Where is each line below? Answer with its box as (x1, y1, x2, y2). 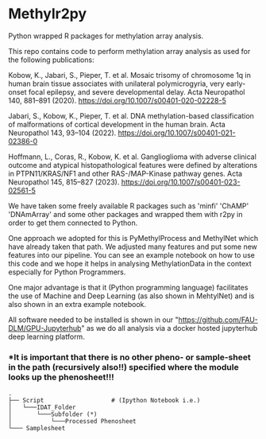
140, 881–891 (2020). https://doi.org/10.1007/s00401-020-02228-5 (8, 95, 226, 105)
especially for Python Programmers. (8, 267, 126, 277)
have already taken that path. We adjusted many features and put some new (8, 242, 258, 251)
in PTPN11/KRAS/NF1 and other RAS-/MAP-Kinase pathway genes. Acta (8, 169, 243, 178)
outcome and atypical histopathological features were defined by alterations (8, 160, 258, 169)
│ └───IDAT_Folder (8, 403, 77, 412)
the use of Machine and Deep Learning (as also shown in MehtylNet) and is (8, 291, 255, 301)
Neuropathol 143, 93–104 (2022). (8, 128, 117, 138)
